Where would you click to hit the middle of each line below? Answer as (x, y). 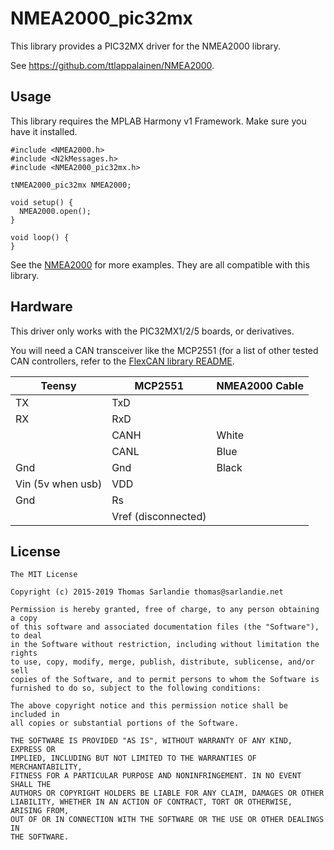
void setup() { (42, 202)
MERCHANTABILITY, (46, 767)
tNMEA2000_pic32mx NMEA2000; (71, 185)
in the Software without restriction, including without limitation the (165, 645)
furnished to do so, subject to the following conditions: (136, 688)
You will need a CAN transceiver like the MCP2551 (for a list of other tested (164, 350)
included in (35, 715)
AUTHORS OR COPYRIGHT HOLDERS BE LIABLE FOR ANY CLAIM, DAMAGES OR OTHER (167, 793)
